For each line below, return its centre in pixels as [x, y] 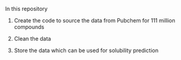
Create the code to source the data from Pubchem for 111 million [94, 20]
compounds [29, 27]
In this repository [26, 9]
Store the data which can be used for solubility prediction [86, 50]
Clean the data [32, 38]
